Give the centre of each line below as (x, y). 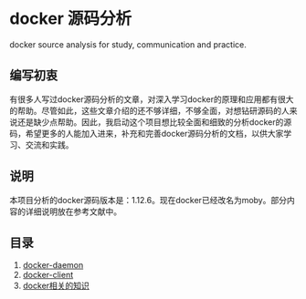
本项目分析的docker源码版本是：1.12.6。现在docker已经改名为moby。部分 (148, 200)
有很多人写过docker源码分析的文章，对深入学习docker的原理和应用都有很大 (152, 99)
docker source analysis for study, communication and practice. (128, 44)
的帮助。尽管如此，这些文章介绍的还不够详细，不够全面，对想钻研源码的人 (149, 110)
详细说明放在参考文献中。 (73, 211)
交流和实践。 (49, 144)
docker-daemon (53, 265)
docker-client (48, 275)
